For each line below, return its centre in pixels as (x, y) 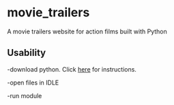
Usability (27, 53)
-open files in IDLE (33, 82)
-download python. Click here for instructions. (72, 69)
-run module (25, 95)
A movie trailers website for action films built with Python (87, 31)
